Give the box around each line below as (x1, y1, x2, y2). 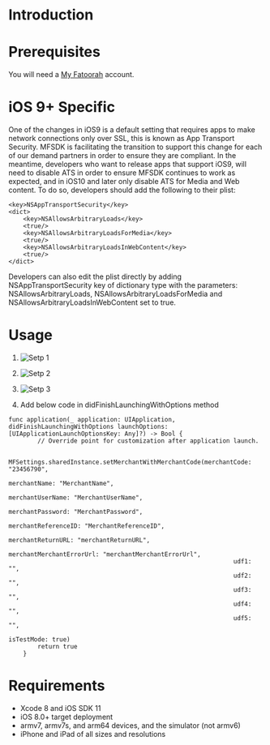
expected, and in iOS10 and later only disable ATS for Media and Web (8, 177, 240, 186)
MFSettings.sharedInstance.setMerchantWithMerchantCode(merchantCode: (8, 458, 252, 466)
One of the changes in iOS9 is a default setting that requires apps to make (8, 125, 255, 135)
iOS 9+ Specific (8, 98, 116, 117)
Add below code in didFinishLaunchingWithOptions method (19, 400, 219, 409)
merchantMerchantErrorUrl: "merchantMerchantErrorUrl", (8, 550, 201, 559)
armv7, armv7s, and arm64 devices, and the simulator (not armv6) (19, 720, 241, 730)
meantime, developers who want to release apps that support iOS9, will (8, 160, 247, 169)
